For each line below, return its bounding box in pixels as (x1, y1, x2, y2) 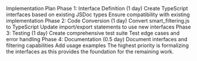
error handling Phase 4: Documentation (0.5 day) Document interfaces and (6, 36, 188, 42)
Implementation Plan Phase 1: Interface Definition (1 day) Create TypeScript (6, 5, 188, 12)
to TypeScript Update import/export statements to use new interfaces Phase (6, 23, 191, 30)
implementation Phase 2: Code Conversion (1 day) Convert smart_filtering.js (6, 17, 190, 24)
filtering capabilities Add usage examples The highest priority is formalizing (6, 42, 189, 49)
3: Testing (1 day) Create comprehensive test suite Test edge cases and (6, 30, 180, 37)
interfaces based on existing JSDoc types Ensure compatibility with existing (6, 11, 190, 18)
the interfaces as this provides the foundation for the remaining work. (6, 48, 174, 55)
